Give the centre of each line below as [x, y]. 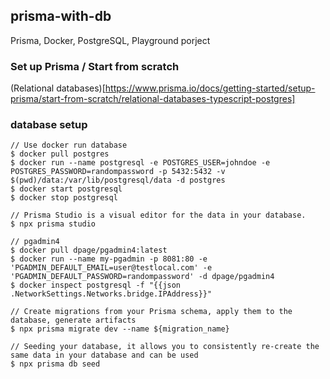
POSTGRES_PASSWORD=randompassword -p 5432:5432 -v [118, 172]
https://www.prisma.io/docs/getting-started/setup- [210, 88]
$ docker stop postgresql [64, 198]
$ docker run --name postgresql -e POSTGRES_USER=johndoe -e [140, 163]
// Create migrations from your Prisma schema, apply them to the [151, 312]
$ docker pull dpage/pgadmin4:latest [89, 250]
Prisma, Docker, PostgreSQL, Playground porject [110, 40]
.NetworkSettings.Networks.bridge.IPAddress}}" [111, 294]
